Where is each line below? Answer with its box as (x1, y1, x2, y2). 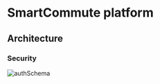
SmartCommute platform (7, 5, 154, 21)
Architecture (7, 33, 64, 44)
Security (7, 53, 37, 63)
